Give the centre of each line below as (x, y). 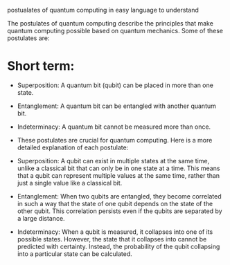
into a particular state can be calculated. (75, 254)
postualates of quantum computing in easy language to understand (103, 10)
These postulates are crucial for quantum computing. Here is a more (115, 140)
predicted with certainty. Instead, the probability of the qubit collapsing (118, 246)
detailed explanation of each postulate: (73, 147)
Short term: (41, 66)
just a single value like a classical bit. (70, 183)
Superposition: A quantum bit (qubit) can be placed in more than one (115, 85)
